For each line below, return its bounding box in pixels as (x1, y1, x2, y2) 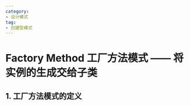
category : (5, 8, 30, 15)
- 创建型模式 (5, 24, 33, 31)
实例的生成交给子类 (5, 66, 98, 79)
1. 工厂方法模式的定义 (5, 91, 82, 101)
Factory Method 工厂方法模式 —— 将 (5, 52, 184, 65)
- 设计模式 (5, 14, 29, 20)
